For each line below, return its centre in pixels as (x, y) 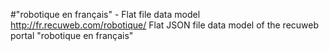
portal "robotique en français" (72, 35)
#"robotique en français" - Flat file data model (105, 14)
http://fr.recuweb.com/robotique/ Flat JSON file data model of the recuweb (165, 25)
